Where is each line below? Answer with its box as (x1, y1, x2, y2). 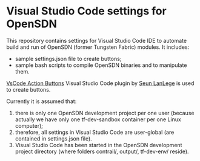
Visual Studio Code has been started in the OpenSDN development (15, 141, 182, 148)
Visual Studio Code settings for (6, 4, 167, 18)
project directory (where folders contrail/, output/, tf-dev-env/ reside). (15, 148, 189, 155)
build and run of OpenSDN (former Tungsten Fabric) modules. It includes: (6, 43, 190, 51)
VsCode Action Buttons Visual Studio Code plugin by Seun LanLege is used (6, 80, 195, 87)
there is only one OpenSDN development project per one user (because (15, 109, 195, 116)
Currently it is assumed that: (6, 98, 77, 105)
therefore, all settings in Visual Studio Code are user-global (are (15, 128, 175, 136)
